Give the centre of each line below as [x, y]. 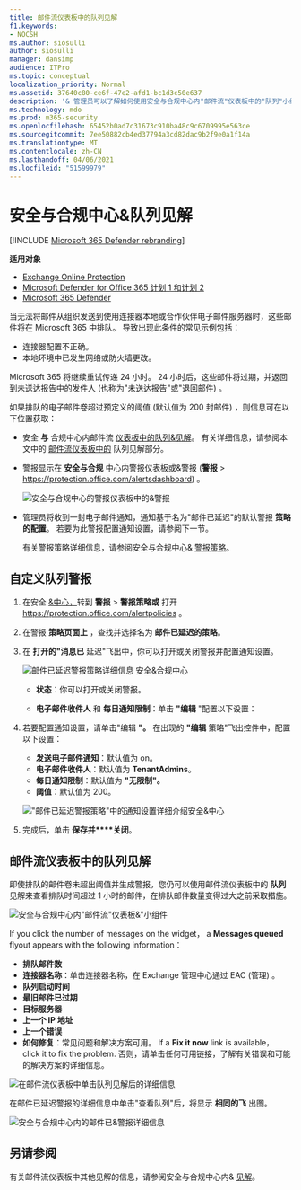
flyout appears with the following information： [96, 945]
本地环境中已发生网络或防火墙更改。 [89, 358]
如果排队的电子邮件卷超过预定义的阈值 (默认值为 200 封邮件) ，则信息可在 [146, 407]
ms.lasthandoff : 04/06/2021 [62, 159]
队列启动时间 [46, 986]
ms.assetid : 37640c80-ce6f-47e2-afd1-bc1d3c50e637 [106, 93]
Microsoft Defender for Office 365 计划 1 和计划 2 [113, 287]
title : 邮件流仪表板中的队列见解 [64, 18]
